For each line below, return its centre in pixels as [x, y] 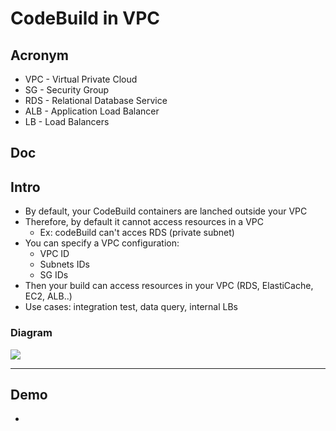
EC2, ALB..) [48, 296]
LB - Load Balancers [67, 121]
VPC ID [54, 254]
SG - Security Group [67, 90]
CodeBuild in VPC [85, 18]
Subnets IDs [64, 264]
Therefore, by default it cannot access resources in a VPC [144, 222]
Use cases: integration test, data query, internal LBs [131, 307]
